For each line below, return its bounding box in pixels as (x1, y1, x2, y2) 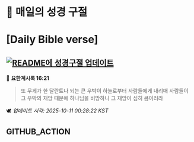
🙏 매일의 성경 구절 (6, 5, 88, 19)
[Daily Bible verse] (6, 33, 98, 46)
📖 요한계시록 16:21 (6, 75, 49, 82)
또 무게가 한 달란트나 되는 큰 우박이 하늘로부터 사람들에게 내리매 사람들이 (20, 87, 189, 95)
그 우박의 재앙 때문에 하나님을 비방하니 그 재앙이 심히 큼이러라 (20, 95, 163, 102)
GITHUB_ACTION (6, 127, 71, 137)
